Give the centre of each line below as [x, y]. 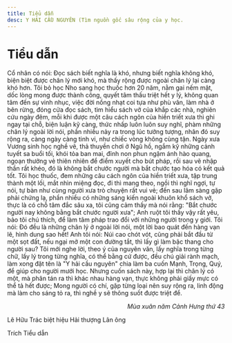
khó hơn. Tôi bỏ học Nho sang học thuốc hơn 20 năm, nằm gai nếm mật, [110, 88]
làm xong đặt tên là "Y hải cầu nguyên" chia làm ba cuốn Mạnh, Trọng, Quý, [115, 264]
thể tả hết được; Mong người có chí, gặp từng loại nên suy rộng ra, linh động [115, 286]
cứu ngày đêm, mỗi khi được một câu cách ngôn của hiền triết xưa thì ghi [111, 117]
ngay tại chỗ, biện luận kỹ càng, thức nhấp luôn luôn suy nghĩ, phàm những [114, 124]
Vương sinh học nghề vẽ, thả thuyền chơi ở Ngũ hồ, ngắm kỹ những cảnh [111, 146]
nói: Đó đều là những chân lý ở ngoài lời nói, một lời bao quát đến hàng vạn [114, 227]
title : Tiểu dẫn [30, 13]
